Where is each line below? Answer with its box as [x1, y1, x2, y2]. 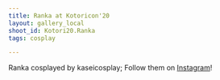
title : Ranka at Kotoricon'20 [8, 11, 110, 20]
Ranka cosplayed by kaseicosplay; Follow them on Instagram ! [8, 63, 213, 73]
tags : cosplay [8, 34, 56, 42]
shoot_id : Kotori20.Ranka [8, 26, 95, 34]
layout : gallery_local [8, 19, 85, 27]
